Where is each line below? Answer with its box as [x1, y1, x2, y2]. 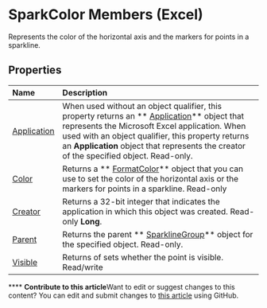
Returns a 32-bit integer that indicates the [62, 196, 220, 207]
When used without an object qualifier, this [62, 100, 222, 111]
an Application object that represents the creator [62, 140, 246, 151]
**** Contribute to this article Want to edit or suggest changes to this [8, 282, 236, 291]
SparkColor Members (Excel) [8, 6, 204, 24]
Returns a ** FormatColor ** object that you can [62, 163, 244, 174]
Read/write [62, 261, 103, 272]
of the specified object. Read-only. [62, 150, 193, 161]
